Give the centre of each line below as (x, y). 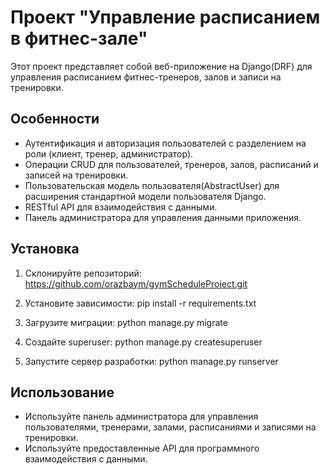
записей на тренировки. (76, 175)
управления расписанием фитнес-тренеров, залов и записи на (146, 77)
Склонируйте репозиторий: (83, 273)
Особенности (55, 119)
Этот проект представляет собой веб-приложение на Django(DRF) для (161, 66)
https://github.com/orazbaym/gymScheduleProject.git (136, 283)
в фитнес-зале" (79, 38)
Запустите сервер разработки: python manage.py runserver (151, 361)
